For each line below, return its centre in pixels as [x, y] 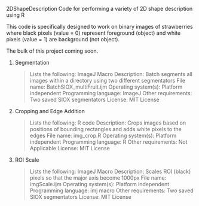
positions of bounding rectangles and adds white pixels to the [106, 129]
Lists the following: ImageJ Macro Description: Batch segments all [111, 74]
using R [16, 15]
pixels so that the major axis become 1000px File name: [98, 178]
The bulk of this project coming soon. [52, 51]
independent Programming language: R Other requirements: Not [108, 142]
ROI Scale [27, 160]
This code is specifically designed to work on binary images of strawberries [99, 27]
